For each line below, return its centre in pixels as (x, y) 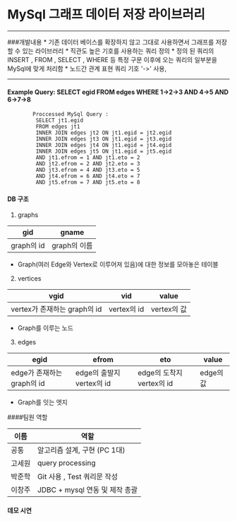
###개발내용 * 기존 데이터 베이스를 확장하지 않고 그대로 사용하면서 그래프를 (111, 42)
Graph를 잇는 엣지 (43, 402)
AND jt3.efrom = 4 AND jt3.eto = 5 (88, 170)
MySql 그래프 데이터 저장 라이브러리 (107, 14)
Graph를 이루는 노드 (45, 328)
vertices (29, 279)
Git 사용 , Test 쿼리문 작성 (78, 476)
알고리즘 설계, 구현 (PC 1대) (81, 450)
